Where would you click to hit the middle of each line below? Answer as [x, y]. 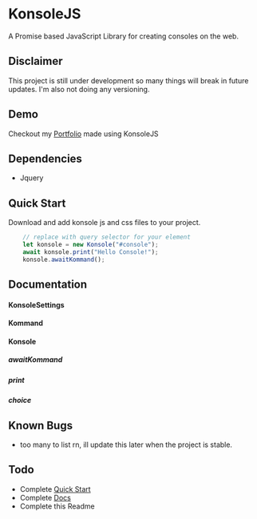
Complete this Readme [57, 506]
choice [20, 400]
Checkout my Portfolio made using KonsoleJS [83, 134]
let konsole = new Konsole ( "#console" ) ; [91, 245]
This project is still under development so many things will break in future [128, 80]
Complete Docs [45, 497]
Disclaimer [36, 61]
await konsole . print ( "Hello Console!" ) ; [91, 252]
